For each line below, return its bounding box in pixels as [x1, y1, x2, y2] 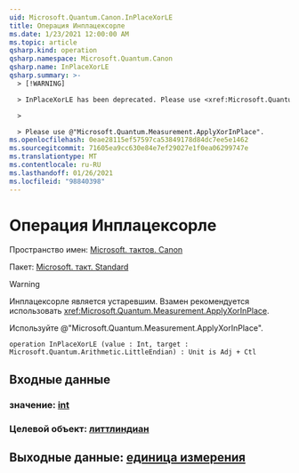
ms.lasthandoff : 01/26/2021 [9, 168, 114, 178]
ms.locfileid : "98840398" [9, 177, 105, 186]
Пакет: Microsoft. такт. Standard [9, 261, 129, 272]
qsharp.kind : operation [9, 46, 98, 55]
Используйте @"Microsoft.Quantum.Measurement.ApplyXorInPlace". [9, 323, 264, 333]
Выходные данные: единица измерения [9, 450, 246, 465]
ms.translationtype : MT [9, 152, 98, 161]
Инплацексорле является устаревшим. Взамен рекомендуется [9, 296, 250, 307]
